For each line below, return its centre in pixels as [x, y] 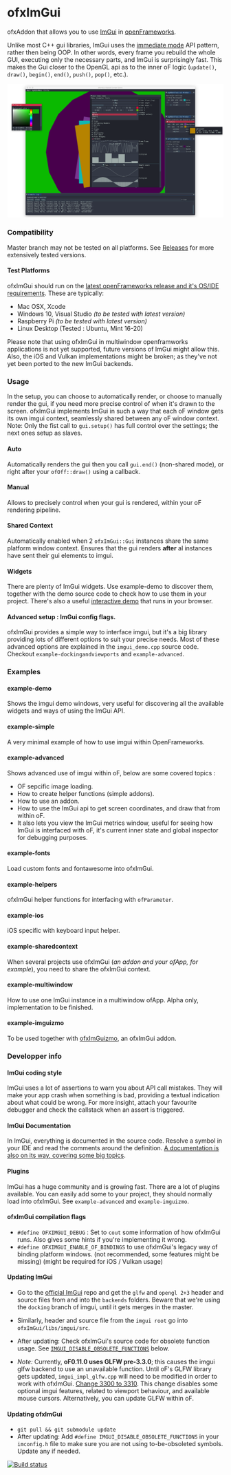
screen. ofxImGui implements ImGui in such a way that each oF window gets [115, 411]
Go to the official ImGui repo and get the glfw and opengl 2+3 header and [120, 1293]
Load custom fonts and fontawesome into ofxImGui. [80, 869]
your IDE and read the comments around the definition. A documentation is [113, 1148]
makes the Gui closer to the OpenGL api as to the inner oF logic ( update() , [112, 67]
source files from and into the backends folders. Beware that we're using [119, 1300]
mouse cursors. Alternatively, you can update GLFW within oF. [106, 1399]
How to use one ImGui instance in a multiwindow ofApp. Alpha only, [103, 1000]
